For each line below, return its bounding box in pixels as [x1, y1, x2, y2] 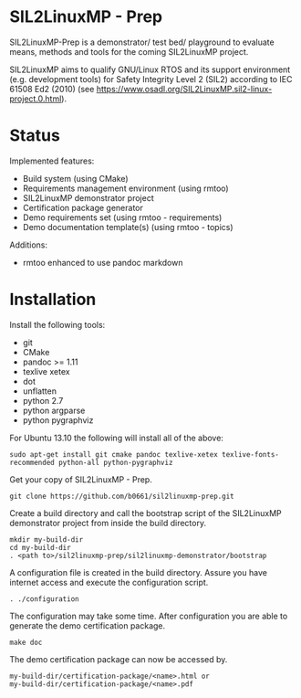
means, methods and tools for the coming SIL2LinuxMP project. [9, 46, 249, 57]
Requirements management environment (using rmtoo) [22, 183, 230, 194]
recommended [9, 458, 55, 467]
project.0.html [9, 93, 62, 104]
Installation [9, 290, 97, 310]
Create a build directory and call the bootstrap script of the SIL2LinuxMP [9, 507, 282, 518]
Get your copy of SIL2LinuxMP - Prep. [9, 473, 152, 485]
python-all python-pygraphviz [57, 458, 173, 467]
